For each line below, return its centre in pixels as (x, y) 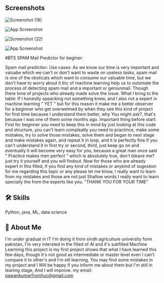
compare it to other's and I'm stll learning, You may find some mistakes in (79, 260)
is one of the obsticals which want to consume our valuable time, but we (78, 77)
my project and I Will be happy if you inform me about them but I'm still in (79, 265)
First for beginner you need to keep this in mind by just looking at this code (81, 124)
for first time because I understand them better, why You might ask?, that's (80, 114)
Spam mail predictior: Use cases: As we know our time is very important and (82, 67)
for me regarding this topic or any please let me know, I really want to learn (81, 171)
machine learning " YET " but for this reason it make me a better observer (79, 104)
